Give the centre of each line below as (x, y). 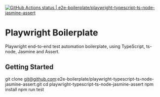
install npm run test (25, 89)
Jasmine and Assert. (39, 51)
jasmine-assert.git (23, 84)
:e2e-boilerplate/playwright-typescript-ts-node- (105, 79)
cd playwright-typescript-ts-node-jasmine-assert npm (98, 84)
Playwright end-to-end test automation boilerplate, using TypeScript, (75, 46)
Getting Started (29, 67)
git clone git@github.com (31, 79)
